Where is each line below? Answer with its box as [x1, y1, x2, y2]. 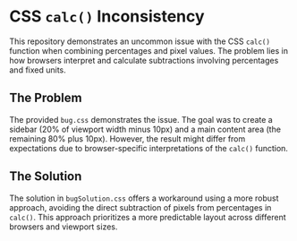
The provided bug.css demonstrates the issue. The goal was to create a [9, 114, 273, 125]
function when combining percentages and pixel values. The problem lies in [9, 45, 289, 56]
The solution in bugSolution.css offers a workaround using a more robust [9, 193, 279, 203]
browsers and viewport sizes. [9, 221, 118, 232]
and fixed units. [9, 65, 67, 75]
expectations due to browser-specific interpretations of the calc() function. [9, 142, 289, 153]
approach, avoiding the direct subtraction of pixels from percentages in [9, 202, 272, 212]
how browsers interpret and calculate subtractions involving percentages [9, 55, 279, 65]
